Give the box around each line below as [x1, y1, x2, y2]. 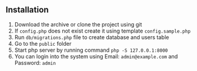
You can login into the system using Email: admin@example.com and [14, 52, 178, 60]
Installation [5, 5, 49, 15]
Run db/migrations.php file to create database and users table [14, 33, 170, 41]
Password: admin [14, 59, 56, 66]
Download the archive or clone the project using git [14, 20, 143, 28]
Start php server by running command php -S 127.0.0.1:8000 [14, 46, 168, 54]
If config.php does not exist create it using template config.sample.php [14, 27, 191, 34]
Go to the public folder [14, 40, 72, 47]
